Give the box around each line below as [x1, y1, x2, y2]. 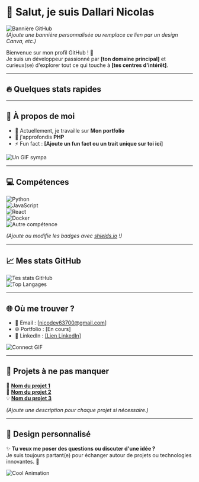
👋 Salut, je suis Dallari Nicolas [6, 5, 155, 19]
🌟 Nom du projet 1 [6, 382, 50, 389]
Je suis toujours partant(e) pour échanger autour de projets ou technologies [6, 451, 192, 458]
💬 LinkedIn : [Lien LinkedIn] [14, 332, 82, 339]
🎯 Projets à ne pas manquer [6, 367, 110, 377]
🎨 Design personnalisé [6, 429, 91, 439]
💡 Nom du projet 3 [6, 394, 52, 401]
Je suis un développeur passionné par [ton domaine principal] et [6, 55, 166, 62]
